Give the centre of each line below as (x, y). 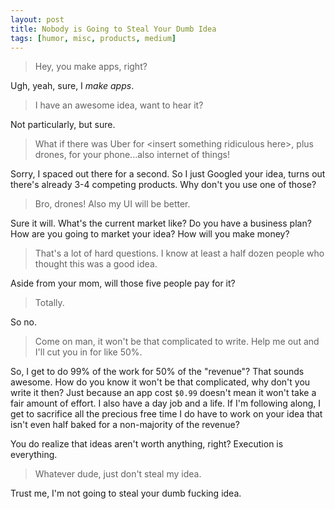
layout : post (37, 19)
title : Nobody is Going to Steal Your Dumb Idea (113, 29)
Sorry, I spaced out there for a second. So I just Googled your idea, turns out (168, 174)
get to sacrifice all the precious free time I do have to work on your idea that (166, 414)
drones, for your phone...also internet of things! (132, 155)
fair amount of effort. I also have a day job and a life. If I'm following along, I (166, 403)
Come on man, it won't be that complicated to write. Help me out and (177, 342)
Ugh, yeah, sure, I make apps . (72, 86)
